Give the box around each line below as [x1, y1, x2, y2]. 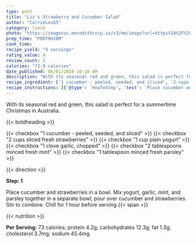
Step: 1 [6, 177, 23, 184]
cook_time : [6, 42, 33, 47]
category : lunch [6, 25, 45, 31]
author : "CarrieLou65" [6, 19, 61, 25]
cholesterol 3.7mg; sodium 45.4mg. [6, 230, 92, 237]
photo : [6, 30, 22, 36]
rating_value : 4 [6, 52, 45, 58]
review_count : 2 [6, 57, 45, 63]
